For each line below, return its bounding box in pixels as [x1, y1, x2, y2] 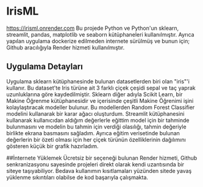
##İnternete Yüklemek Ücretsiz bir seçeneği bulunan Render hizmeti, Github [6, 154, 198, 161]
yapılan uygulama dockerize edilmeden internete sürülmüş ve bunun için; [6, 37, 190, 44]
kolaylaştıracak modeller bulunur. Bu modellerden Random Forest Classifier [6, 104, 195, 111]
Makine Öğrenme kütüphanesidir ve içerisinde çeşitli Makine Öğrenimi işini [6, 97, 194, 104]
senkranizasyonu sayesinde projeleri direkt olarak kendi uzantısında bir [6, 160, 185, 168]
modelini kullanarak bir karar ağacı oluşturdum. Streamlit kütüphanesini [6, 110, 185, 117]
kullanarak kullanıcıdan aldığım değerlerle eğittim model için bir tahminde [6, 116, 190, 124]
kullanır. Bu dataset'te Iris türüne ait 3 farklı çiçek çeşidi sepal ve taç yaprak [6, 84, 196, 91]
